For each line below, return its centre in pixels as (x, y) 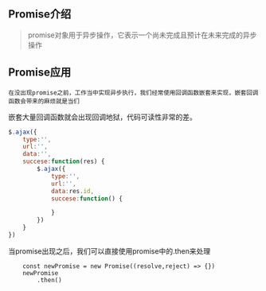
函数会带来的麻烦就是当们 (44, 101)
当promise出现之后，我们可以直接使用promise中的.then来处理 (110, 251)
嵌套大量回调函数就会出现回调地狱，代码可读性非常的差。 (102, 117)
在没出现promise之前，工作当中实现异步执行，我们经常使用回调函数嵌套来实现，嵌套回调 (133, 93)
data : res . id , (72, 191)
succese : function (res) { (64, 161)
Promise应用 (40, 73)
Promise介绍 (40, 14)
